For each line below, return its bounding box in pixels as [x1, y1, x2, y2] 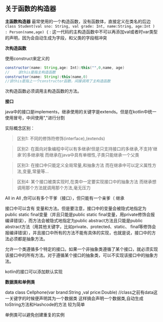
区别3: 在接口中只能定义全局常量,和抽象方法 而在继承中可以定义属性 [16, 162, 152, 168]
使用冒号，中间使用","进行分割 [5, 115, 65, 121]
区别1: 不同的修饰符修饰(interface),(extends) [16, 136, 105, 142]
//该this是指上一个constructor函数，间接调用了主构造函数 [5, 79, 111, 84]
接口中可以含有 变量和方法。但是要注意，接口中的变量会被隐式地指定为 [5, 206, 147, 212]
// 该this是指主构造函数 [5, 70, 56, 74]
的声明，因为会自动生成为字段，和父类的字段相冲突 [5, 35, 107, 40]
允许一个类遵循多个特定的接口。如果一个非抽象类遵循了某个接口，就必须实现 [5, 246, 158, 252]
